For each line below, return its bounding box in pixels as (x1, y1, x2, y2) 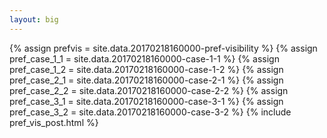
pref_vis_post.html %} (9, 116, 99, 128)
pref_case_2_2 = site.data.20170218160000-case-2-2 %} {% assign (9, 84, 289, 96)
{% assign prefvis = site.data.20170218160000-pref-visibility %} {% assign (9, 42, 318, 54)
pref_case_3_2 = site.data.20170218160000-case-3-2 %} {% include (9, 106, 292, 118)
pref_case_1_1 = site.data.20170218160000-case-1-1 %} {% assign (9, 52, 280, 65)
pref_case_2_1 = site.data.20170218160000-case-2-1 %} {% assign (9, 74, 284, 86)
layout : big (9, 14, 59, 25)
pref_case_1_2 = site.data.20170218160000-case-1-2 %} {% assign (9, 63, 284, 75)
